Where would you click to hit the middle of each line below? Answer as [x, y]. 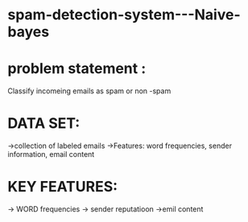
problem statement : [77, 69]
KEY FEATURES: [63, 187]
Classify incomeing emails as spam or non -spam [89, 91]
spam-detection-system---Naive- [124, 15]
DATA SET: [44, 123]
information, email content [51, 154]
